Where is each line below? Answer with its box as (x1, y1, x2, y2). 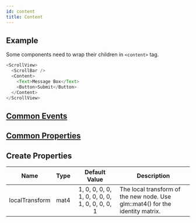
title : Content (6, 14, 43, 20)
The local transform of (119, 185, 181, 193)
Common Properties (6, 131, 81, 141)
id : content (6, 8, 35, 15)
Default (84, 168, 106, 176)
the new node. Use (119, 193, 171, 201)
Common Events (6, 111, 68, 121)
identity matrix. (119, 207, 161, 215)
